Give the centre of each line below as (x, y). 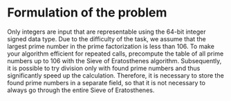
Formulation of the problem (87, 13)
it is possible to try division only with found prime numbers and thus (104, 68)
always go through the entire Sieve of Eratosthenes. (81, 90)
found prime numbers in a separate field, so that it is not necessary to (107, 82)
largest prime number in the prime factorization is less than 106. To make (111, 46)
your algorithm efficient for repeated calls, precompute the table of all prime (115, 54)
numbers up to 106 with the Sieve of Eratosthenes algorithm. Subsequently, (114, 60)
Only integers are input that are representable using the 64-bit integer (107, 32)
